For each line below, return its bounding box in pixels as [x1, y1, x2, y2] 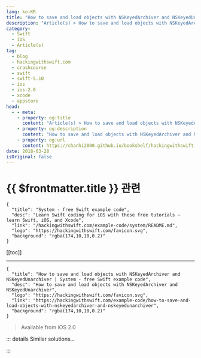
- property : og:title [17, 115, 71, 121]
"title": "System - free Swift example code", [11, 207, 130, 213]
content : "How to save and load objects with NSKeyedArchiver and [22, 131, 191, 138]
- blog [11, 53, 28, 59]
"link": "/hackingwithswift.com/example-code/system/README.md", [11, 222, 178, 228]
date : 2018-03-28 [6, 148, 50, 154]
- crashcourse [11, 64, 47, 71]
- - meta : [11, 109, 36, 115]
